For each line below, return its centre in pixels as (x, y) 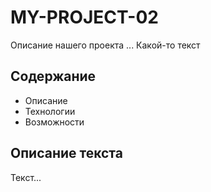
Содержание (53, 76)
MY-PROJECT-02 (84, 17)
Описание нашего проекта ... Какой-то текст (105, 45)
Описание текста (66, 153)
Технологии (50, 111)
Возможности (54, 122)
